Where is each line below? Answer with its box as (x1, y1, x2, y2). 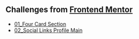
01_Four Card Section (14, 20, 67, 27)
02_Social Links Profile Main (14, 27, 83, 34)
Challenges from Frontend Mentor (5, 5, 133, 15)
